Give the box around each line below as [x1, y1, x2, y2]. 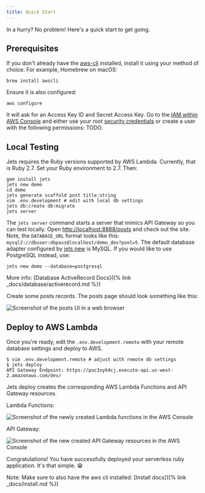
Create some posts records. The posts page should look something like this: [6, 293, 198, 300]
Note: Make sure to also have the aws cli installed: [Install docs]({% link [6, 474, 187, 481]
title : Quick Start [6, 9, 56, 15]
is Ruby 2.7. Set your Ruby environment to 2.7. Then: [6, 164, 138, 172]
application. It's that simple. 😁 [6, 462, 83, 469]
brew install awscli [6, 78, 59, 84]
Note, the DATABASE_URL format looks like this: [6, 232, 119, 239]
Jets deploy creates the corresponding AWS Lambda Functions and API [6, 383, 187, 391]
